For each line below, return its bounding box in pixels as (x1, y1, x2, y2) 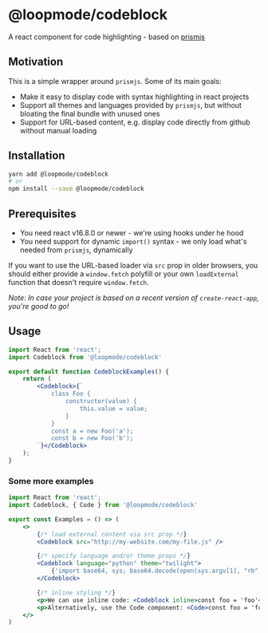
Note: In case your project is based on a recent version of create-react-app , (8, 293, 259, 303)
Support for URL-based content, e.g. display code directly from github (19, 117, 250, 127)
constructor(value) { (65, 398, 137, 406)
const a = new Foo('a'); (50, 427, 134, 435)
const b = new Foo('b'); (50, 434, 134, 442)
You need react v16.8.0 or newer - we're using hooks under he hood (19, 228, 244, 237)
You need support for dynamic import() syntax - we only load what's (19, 237, 247, 246)
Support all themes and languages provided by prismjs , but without (19, 100, 242, 109)
